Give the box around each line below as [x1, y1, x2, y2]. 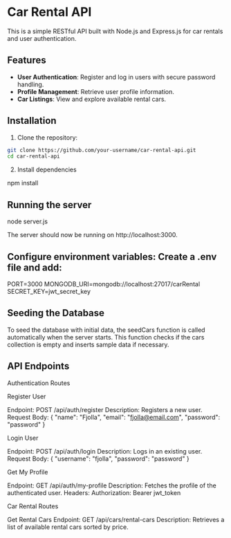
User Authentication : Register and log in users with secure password [17, 73, 216, 81]
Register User [7, 392, 46, 400]
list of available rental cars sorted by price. [7, 523, 129, 531]
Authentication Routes [7, 378, 71, 387]
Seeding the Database [7, 307, 105, 319]
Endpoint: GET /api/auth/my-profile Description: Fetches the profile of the [7, 481, 216, 490]
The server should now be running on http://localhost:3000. [7, 231, 178, 239]
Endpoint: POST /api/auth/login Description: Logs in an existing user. [7, 447, 203, 455]
